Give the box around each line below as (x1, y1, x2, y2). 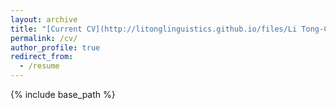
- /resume (19, 61, 60, 71)
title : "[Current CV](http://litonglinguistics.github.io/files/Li (10, 24, 298, 34)
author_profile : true (10, 42, 101, 53)
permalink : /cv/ (10, 33, 78, 43)
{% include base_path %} (10, 89, 116, 100)
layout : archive (10, 14, 78, 25)
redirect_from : (10, 52, 74, 62)
